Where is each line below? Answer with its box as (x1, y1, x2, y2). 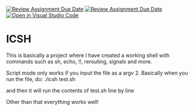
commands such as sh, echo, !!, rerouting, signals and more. (6, 58, 152, 65)
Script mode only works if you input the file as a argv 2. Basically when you (6, 69, 188, 76)
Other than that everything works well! (6, 98, 99, 105)
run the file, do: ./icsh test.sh (6, 75, 76, 82)
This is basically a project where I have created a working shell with (6, 52, 170, 59)
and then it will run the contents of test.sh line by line (6, 87, 134, 94)
